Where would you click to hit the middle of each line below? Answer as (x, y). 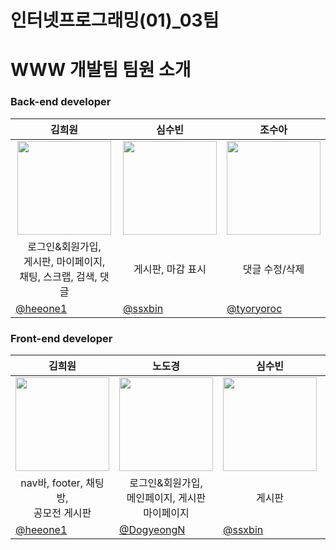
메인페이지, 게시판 (166, 498)
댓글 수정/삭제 (273, 269)
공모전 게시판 (62, 513)
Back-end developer (61, 102)
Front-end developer (61, 338)
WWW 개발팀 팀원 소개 (101, 70)
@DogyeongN (152, 529)
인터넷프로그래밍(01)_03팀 (115, 20)
